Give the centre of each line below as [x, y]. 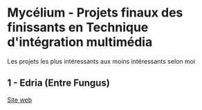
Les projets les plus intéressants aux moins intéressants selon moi [101, 61]
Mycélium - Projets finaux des [95, 13]
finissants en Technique [78, 27]
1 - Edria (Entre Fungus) [59, 83]
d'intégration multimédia [80, 42]
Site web [20, 100]
